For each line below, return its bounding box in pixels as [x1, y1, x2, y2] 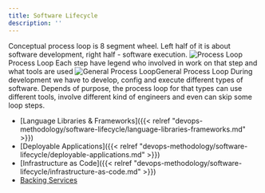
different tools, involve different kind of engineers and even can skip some [8, 92, 253, 101]
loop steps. [8, 100, 45, 110]
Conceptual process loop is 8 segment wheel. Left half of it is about [8, 41, 231, 50]
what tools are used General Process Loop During [8, 66, 253, 76]
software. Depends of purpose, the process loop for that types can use [8, 83, 243, 93]
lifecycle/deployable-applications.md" [19, 149, 145, 160]
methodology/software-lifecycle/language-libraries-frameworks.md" [19, 124, 246, 134]
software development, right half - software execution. [8, 49, 188, 59]
